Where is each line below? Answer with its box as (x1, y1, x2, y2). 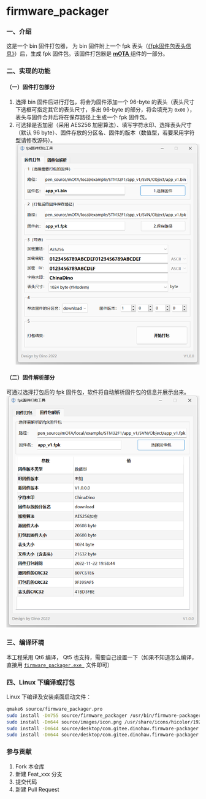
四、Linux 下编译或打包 (6, 678, 75, 686)
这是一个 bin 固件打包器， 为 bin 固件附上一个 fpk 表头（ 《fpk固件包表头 (6, 42, 186, 50)
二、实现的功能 (6, 67, 51, 75)
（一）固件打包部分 (6, 83, 55, 90)
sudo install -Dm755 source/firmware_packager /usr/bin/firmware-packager (6, 713, 202, 719)
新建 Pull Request (15, 786, 59, 793)
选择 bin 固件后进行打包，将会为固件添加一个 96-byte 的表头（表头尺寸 (15, 98, 195, 105)
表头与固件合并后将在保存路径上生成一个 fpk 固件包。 (15, 113, 151, 121)
